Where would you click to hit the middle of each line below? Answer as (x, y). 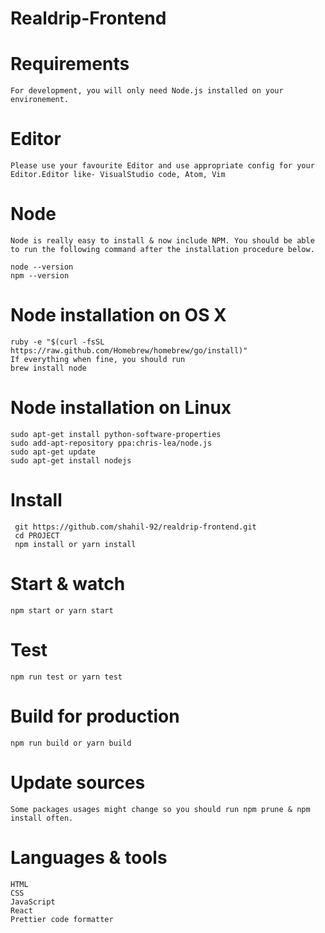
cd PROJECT (37, 535)
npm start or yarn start (62, 610)
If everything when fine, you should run (98, 359)
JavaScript (33, 902)
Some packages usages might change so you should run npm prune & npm (160, 809)
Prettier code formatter (62, 919)
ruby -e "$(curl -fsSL (57, 342)
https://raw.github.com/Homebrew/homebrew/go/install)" (129, 350)
